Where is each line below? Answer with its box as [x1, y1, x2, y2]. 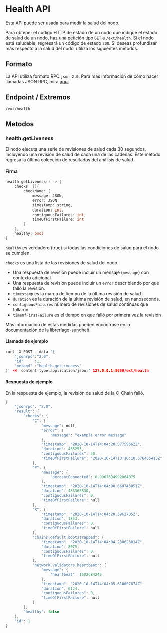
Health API [5, 3, 51, 15]
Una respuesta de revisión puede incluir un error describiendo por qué [12, 280, 159, 286]
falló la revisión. [12, 285, 45, 291]
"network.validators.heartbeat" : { [32, 563, 107, 568]
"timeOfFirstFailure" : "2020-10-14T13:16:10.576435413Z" [41, 456, 163, 461]
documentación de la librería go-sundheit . [5, 327, 91, 333]
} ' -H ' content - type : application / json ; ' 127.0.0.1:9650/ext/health [5, 368, 149, 373]
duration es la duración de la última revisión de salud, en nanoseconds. [12, 296, 160, 302]
